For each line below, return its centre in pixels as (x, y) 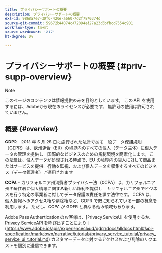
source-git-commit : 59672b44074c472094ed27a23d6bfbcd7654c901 (69, 23)
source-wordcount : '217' (30, 32)
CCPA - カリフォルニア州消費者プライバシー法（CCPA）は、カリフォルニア (80, 182)
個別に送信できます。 (39, 245)
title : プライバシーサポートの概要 (36, 9)
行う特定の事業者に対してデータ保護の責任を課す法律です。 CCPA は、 (84, 194)
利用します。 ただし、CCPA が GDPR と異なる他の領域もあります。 (72, 206)
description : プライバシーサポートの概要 (43, 14)
